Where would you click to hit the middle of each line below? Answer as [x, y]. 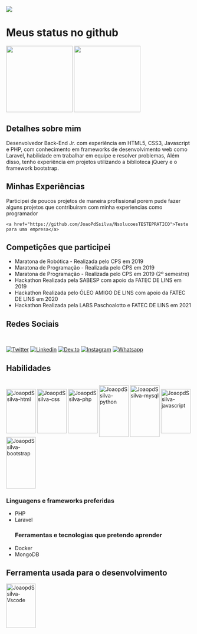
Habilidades [29, 368]
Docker [24, 548]
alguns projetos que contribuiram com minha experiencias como [84, 207]
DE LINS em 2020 [36, 299]
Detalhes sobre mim [44, 129]
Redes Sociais [32, 324]
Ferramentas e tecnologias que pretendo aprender [88, 535]
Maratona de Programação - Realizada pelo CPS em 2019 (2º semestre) [102, 274]
